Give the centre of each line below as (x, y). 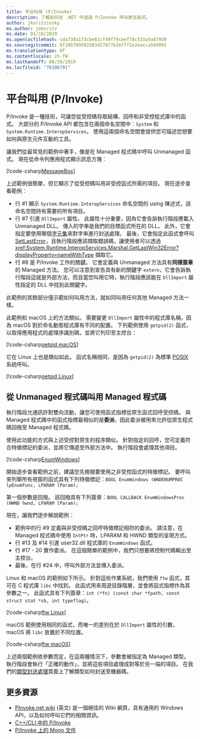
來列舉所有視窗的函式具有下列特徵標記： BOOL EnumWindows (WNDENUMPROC (95, 479)
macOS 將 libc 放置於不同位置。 (46, 632)
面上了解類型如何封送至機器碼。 (92, 671)
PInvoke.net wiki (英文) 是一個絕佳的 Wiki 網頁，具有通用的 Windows (99, 707)
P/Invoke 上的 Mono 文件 (45, 730)
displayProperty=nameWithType (54, 255)
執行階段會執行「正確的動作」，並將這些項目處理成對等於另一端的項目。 (94, 664)
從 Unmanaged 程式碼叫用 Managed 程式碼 (87, 396)
